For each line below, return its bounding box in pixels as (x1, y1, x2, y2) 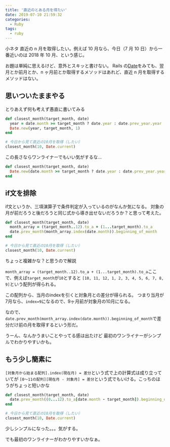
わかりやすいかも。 (14, 338, 54, 345)
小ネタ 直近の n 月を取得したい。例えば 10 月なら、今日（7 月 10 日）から (5, 46, 158, 51)
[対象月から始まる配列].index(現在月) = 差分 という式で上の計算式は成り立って (5, 369, 162, 375)
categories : (5, 17, 30, 22)
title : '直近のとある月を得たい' (5, 7, 67, 13)
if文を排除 (5, 189, 37, 198)
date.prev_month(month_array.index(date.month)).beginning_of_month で (5, 315, 157, 321)
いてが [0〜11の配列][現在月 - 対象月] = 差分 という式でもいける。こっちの (5, 376, 156, 382)
